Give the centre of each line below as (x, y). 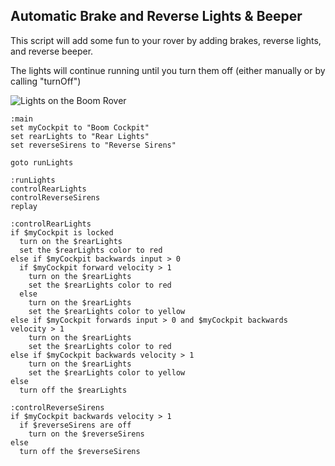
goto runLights (42, 162)
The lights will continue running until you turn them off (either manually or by (168, 70)
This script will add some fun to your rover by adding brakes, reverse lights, (166, 40)
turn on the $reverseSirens (86, 434)
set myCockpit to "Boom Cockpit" (80, 127)
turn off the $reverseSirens (80, 451)
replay (24, 206)
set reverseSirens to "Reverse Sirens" (93, 145)
